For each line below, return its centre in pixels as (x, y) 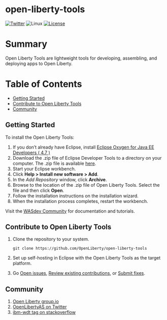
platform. (22, 264)
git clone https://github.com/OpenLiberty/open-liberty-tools (80, 249)
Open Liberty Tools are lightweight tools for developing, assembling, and (81, 58)
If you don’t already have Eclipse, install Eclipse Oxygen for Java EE (83, 147)
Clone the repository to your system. (51, 239)
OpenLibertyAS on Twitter (40, 307)
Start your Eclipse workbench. (44, 168)
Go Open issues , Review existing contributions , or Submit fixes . (79, 273)
